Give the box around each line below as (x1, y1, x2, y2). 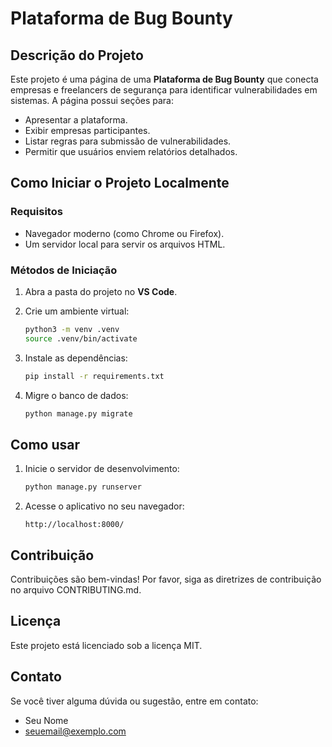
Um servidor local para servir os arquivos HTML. (24, 238, 226, 250)
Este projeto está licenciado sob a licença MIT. (10, 639, 203, 651)
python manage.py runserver (24, 482, 142, 492)
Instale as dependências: (24, 352, 128, 364)
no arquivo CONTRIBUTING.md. (10, 583, 142, 596)
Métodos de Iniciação (10, 263, 118, 277)
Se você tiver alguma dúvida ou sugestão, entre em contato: (10, 695, 259, 707)
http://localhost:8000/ (24, 520, 125, 530)
